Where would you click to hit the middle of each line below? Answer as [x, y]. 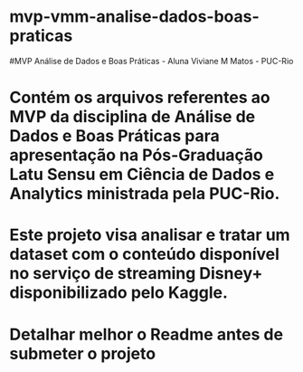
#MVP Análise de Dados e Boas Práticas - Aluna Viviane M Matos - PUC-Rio [151, 61]
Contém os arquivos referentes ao [140, 98]
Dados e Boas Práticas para [114, 136]
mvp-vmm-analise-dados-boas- [134, 17]
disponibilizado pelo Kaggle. [119, 293]
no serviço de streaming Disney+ [136, 274]
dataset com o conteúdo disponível [145, 254]
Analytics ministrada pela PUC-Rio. [145, 194]
